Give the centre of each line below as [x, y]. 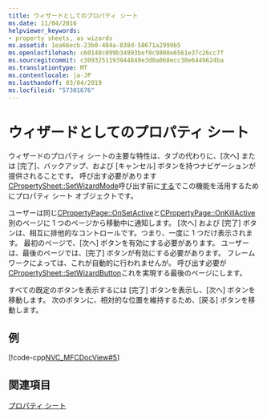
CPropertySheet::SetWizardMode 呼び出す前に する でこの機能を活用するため [133, 186]
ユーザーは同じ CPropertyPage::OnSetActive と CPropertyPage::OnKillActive [132, 213]
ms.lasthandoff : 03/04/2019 [55, 82]
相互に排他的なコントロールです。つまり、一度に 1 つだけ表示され [138, 233]
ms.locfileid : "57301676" [51, 90]
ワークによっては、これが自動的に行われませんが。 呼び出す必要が [117, 263]
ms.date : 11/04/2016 [43, 23]
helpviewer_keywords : [44, 30]
